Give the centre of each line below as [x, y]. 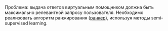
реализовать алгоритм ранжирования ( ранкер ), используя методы [77, 18]
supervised [16, 23]
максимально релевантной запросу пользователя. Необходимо [74, 12]
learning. [38, 23]
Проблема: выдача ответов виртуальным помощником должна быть [79, 7]
